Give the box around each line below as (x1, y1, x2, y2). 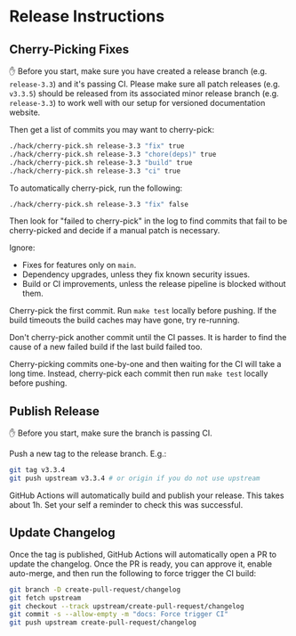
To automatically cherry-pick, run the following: (9, 183, 183, 193)
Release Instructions (9, 6, 165, 27)
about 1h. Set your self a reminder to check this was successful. (9, 499, 244, 510)
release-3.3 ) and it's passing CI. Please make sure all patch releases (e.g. (9, 78, 281, 89)
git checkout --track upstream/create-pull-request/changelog (9, 601, 244, 611)
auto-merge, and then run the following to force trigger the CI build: (9, 567, 257, 578)
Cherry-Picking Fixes (9, 42, 130, 57)
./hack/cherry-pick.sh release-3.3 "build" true (9, 158, 193, 167)
